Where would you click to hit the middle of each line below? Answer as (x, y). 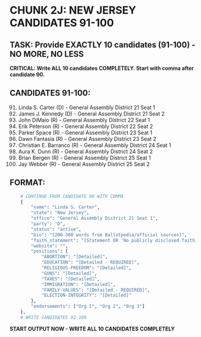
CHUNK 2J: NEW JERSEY (73, 10)
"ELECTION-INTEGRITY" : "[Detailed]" (86, 296)
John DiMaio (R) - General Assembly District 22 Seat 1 (84, 120)
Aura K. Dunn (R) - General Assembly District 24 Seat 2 (85, 151)
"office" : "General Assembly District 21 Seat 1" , (95, 219)
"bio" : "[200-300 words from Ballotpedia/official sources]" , (109, 235)
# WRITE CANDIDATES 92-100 (54, 317)
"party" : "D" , (48, 224)
